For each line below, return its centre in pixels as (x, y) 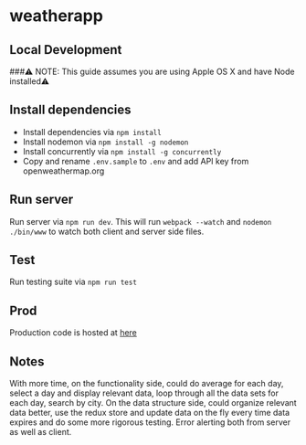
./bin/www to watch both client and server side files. (107, 231)
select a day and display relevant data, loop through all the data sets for (144, 393)
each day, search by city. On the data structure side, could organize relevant (153, 403)
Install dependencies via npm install (92, 132)
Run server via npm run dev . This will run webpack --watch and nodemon (141, 221)
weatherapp (56, 16)
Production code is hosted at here (73, 333)
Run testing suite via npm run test (73, 282)
